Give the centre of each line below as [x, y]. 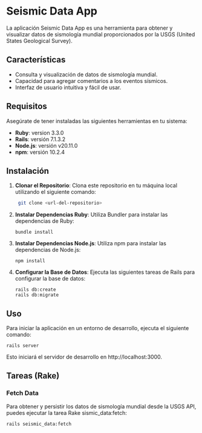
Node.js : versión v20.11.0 [46, 145]
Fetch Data [23, 393]
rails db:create [35, 290]
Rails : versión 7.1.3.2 [40, 139]
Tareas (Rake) [33, 376]
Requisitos [27, 106]
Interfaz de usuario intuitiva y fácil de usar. [68, 87]
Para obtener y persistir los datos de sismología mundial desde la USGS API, [101, 406]
